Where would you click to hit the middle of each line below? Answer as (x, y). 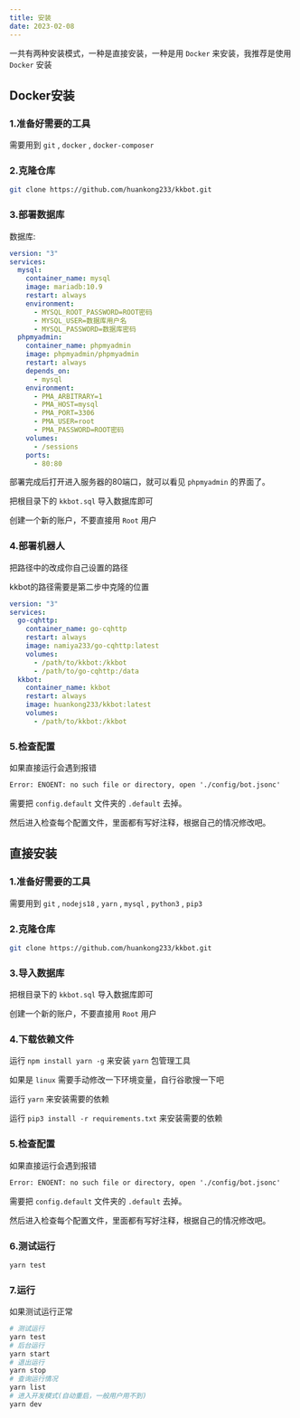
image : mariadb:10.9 (64, 287)
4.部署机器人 (37, 546)
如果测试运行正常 (41, 1311)
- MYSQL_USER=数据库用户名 (80, 321)
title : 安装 (30, 18)
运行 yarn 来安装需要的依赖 (60, 1099)
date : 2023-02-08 (42, 26)
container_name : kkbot (68, 688)
